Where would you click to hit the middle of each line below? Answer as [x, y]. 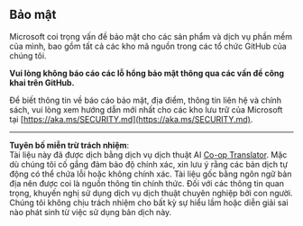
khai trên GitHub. [42, 82]
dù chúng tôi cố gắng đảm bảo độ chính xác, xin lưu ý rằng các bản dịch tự [149, 164]
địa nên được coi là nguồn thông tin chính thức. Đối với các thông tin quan [147, 183]
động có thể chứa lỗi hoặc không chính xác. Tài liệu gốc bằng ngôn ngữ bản [151, 174]
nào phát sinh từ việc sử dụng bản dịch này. [91, 212]
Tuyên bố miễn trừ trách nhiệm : [69, 145]
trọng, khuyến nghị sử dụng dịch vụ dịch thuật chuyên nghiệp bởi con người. [151, 193]
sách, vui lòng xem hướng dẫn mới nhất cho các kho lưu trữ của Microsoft [146, 109]
